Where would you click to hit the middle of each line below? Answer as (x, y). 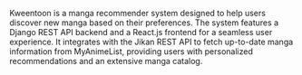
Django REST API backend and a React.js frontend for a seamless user (141, 32)
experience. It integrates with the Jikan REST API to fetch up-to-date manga (151, 42)
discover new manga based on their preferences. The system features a (144, 23)
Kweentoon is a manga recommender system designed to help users (137, 13)
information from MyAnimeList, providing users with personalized (132, 52)
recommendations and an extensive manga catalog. (106, 61)
